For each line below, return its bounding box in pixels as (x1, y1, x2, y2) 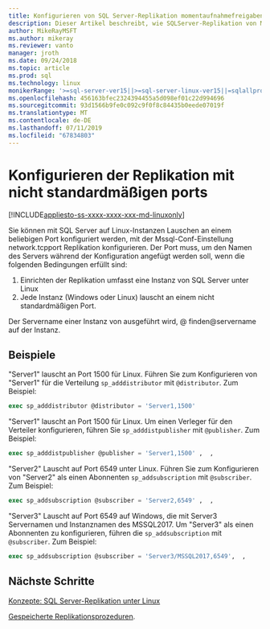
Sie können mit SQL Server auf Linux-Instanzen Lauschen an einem (8, 225, 231, 235)
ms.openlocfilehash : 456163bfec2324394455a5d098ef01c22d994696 (8, 94, 225, 102)
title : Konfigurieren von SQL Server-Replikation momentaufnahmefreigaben (8, 11, 264, 20)
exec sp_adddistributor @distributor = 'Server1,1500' (8, 402, 196, 410)
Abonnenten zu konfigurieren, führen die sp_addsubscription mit (8, 528, 223, 537)
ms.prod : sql (8, 72, 52, 80)
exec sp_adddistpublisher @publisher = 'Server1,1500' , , (8, 450, 215, 458)
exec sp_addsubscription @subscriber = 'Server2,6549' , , (8, 496, 215, 505)
